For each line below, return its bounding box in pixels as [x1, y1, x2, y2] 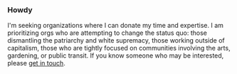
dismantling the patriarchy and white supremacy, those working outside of [7, 36, 226, 45]
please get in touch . [7, 59, 65, 68]
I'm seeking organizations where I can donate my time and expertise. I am [7, 21, 224, 30]
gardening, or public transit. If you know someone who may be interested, [7, 51, 224, 60]
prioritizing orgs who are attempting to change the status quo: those [7, 28, 208, 37]
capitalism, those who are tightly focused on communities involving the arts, [7, 44, 231, 53]
